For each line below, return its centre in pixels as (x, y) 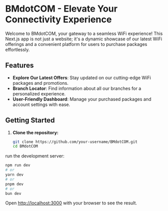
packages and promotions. (40, 83)
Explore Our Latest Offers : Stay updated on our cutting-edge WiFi (82, 77)
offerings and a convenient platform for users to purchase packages (76, 44)
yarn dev (14, 175)
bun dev (13, 193)
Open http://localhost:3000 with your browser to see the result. (71, 203)
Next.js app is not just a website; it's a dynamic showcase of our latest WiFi (84, 39)
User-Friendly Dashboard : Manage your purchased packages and (82, 99)
